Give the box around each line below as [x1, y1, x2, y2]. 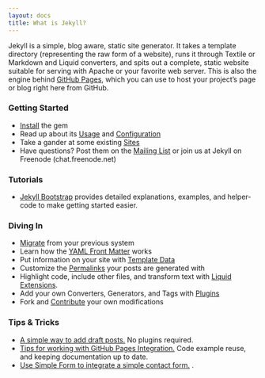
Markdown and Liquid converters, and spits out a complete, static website [8, 57, 249, 67]
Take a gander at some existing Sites [19, 137, 140, 147]
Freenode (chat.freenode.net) [19, 154, 117, 163]
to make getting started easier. [38, 200, 138, 210]
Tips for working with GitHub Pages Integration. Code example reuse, [19, 343, 247, 353]
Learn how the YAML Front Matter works [19, 246, 153, 256]
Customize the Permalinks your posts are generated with [19, 263, 206, 273]
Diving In [8, 220, 44, 231]
